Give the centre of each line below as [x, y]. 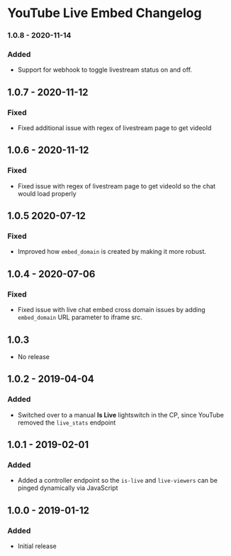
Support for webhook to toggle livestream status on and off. [105, 70]
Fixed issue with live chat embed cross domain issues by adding [111, 310]
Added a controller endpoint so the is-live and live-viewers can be [118, 481]
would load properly [47, 193]
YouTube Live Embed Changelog [105, 13]
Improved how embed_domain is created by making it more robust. [112, 252]
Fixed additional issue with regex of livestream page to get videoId [114, 128]
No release [33, 356]
